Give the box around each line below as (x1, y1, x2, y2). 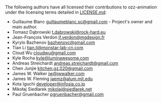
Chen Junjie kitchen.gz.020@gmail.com (12, 65, 93, 71)
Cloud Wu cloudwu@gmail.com (12, 50, 76, 56)
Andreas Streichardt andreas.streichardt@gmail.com (12, 61, 118, 66)
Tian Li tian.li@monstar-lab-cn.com (12, 45, 84, 50)
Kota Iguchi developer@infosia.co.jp (12, 81, 86, 87)
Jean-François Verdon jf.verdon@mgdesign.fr (12, 34, 105, 40)
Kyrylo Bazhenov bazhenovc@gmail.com (12, 40, 95, 45)
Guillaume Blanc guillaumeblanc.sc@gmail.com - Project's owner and (12, 19, 153, 24)
